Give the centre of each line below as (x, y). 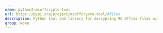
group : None (17, 23)
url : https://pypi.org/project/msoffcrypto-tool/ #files (63, 14)
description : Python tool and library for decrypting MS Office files (78, 18)
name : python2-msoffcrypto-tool (38, 9)
